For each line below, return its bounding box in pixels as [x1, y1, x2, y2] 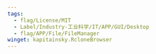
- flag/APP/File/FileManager [13, 29, 100, 37]
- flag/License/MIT [13, 17, 72, 24]
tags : [7, 10, 23, 18]
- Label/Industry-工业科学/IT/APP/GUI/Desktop [13, 23, 150, 30]
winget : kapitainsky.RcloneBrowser [7, 36, 113, 43]
